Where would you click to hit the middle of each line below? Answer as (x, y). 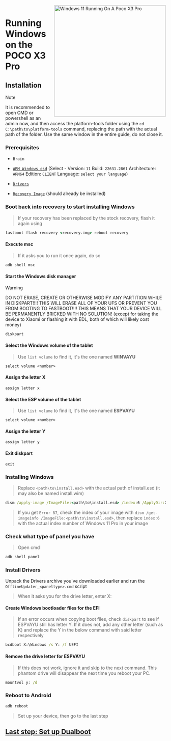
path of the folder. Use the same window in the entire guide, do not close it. (84, 134)
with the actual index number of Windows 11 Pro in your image (83, 523)
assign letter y (22, 442)
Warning (14, 288)
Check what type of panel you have (50, 536)
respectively (31, 636)
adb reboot (17, 706)
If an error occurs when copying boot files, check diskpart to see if (88, 619)
